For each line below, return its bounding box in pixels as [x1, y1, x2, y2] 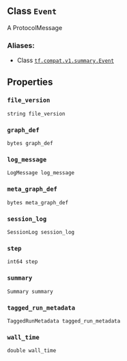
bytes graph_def [7, 140, 53, 147]
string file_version [7, 110, 66, 117]
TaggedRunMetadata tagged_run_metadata [7, 317, 121, 324]
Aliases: [7, 40, 36, 50]
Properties [7, 76, 53, 88]
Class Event [7, 5, 57, 17]
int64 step [7, 258, 38, 265]
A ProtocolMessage [7, 23, 63, 31]
